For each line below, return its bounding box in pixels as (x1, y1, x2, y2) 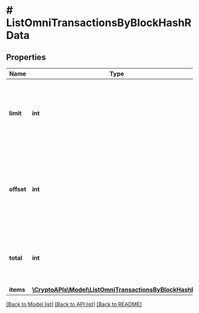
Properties (6, 52, 46, 62)
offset (9, 185, 27, 193)
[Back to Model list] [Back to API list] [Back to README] (6, 301, 142, 308)
